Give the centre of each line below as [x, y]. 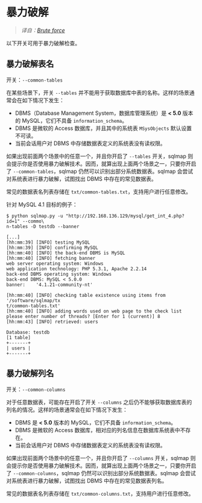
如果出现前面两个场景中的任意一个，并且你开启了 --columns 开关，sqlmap [98, 458]
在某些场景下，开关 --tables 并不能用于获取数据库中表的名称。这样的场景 [98, 92]
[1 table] [19, 337]
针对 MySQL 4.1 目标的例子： [42, 204]
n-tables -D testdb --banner [43, 226]
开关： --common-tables [35, 80]
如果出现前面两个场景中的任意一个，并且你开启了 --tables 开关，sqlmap [96, 156]
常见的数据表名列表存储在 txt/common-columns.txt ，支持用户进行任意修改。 [100, 493]
